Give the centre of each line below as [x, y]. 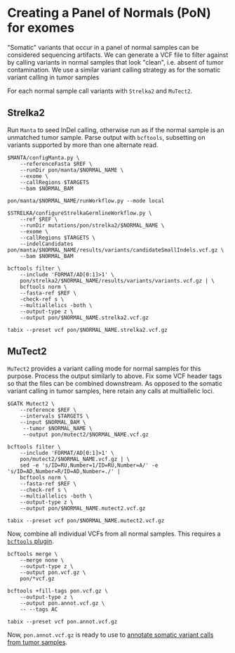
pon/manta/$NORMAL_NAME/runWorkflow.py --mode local [86, 201]
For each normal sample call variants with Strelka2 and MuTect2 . [100, 91]
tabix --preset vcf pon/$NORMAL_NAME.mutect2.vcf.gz [86, 521]
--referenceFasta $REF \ [56, 164]
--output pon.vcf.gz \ [53, 572]
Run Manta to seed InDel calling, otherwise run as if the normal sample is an [116, 130]
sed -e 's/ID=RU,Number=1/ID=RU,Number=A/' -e [89, 465]
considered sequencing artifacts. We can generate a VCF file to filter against [118, 55]
